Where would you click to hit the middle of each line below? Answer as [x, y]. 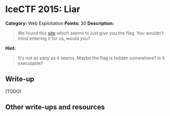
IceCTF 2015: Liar [43, 9]
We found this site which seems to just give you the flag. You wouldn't [91, 33]
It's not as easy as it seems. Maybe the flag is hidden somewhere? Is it [91, 58]
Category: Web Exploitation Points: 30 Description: [60, 23]
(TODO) [13, 91]
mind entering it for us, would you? [54, 38]
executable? [30, 63]
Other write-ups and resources [55, 107]
